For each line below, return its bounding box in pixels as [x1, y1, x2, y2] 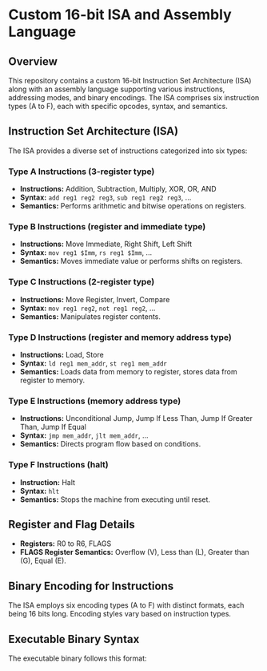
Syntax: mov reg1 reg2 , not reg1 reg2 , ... [19, 303, 156, 313]
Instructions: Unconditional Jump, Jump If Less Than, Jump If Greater [19, 414, 253, 423]
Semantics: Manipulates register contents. [19, 311, 161, 321]
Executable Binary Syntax [8, 632, 140, 646]
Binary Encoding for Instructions [8, 579, 174, 592]
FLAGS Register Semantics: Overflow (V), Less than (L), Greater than [19, 548, 249, 557]
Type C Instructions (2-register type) [8, 277, 155, 288]
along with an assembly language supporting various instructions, [8, 84, 225, 94]
